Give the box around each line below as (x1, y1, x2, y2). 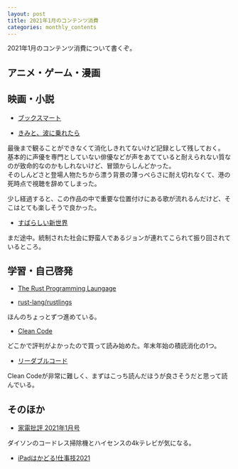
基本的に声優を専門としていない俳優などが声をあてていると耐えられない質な (7, 152, 232, 161)
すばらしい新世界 (17, 218, 68, 227)
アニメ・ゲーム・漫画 (7, 67, 101, 79)
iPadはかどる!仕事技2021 (17, 454, 91, 463)
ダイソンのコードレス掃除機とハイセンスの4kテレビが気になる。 (7, 438, 195, 448)
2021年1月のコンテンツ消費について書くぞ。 (7, 44, 136, 53)
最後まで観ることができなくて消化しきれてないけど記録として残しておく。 (7, 144, 225, 152)
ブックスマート (17, 113, 62, 122)
